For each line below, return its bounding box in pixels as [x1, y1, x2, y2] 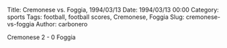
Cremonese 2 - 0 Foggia [7, 33, 77, 41]
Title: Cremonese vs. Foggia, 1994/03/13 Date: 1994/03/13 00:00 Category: [7, 6, 219, 14]
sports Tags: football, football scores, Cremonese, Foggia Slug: [7, 13, 185, 21]
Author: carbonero [36, 20, 88, 28]
